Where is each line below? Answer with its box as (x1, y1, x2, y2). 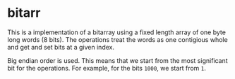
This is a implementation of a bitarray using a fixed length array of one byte (7, 28, 226, 36)
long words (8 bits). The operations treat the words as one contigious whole (7, 35, 228, 43)
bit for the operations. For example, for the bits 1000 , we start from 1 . (7, 64, 207, 72)
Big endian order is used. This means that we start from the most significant (7, 56, 228, 64)
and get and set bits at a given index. (7, 43, 115, 51)
